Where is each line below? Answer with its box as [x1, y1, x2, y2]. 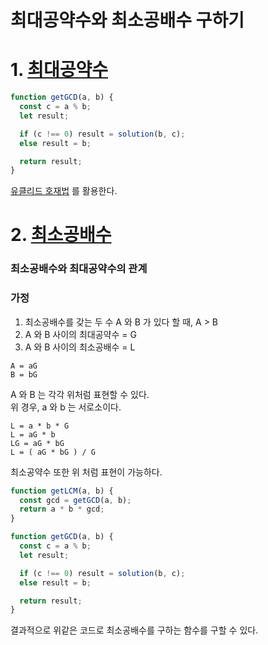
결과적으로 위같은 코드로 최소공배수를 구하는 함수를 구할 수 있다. [10, 624, 259, 636]
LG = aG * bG [10, 438, 65, 448]
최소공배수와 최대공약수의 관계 [10, 262, 148, 276]
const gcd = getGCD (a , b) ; [19, 495, 132, 505]
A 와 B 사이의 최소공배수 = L [24, 341, 136, 353]
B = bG [10, 369, 38, 380]
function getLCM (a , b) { [10, 486, 114, 496]
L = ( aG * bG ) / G [10, 447, 97, 457]
